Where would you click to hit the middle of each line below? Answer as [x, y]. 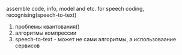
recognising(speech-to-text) [41, 15]
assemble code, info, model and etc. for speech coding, [75, 9]
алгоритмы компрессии [46, 33]
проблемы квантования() [47, 27]
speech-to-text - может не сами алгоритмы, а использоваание [96, 39]
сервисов [27, 45]
